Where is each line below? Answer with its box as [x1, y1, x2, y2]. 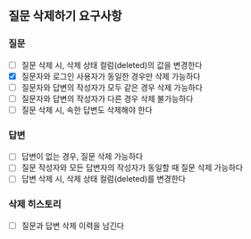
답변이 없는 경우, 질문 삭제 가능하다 [21, 151, 144, 162]
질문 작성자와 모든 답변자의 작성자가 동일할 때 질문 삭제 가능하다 [21, 162, 243, 173]
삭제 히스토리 [8, 198, 62, 210]
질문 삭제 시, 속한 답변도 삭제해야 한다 [21, 104, 153, 115]
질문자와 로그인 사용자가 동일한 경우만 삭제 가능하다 [21, 71, 201, 81]
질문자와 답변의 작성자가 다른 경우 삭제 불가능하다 [21, 93, 194, 104]
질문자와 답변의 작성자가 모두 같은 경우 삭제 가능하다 [21, 81, 203, 92]
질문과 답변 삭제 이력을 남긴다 [21, 220, 124, 231]
